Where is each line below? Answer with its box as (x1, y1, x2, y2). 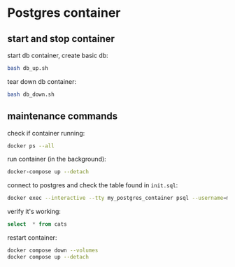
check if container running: (7, 129, 85, 137)
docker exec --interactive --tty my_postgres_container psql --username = (7, 194, 227, 202)
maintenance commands (7, 110, 118, 122)
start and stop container (7, 33, 115, 45)
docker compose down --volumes (7, 247, 99, 254)
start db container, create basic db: (7, 51, 108, 59)
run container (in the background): (7, 155, 106, 164)
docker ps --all (7, 142, 55, 150)
